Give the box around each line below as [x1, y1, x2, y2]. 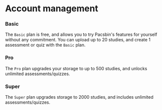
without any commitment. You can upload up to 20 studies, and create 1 [5, 37, 151, 43]
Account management [5, 3, 98, 14]
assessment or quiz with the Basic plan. [5, 42, 86, 48]
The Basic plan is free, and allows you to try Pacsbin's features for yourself [5, 31, 158, 37]
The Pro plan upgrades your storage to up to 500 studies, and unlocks [5, 65, 148, 71]
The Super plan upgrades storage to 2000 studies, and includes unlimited [5, 94, 154, 100]
